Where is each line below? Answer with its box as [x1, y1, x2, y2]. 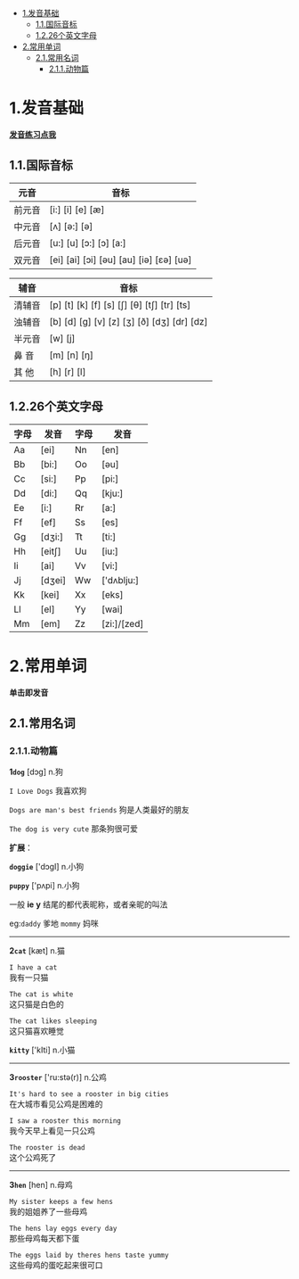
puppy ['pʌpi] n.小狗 [9, 880, 80, 891]
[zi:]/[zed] [101, 617, 144, 630]
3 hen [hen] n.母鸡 [9, 1180, 73, 1191]
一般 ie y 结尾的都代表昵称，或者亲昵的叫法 [9, 899, 168, 910]
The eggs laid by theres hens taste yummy [9, 1251, 169, 1260]
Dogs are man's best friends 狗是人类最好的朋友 [9, 805, 190, 815]
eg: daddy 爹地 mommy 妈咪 [9, 918, 100, 929]
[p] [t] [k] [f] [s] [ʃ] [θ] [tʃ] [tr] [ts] [49, 298, 191, 310]
